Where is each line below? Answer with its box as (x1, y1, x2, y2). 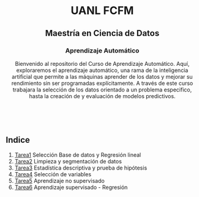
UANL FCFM (70, 4, 134, 18)
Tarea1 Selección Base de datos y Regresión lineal (14, 151, 141, 159)
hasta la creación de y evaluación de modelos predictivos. (29, 92, 176, 99)
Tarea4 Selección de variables (14, 170, 92, 177)
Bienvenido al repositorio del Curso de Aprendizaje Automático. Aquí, (15, 60, 190, 67)
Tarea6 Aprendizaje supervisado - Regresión (14, 184, 128, 191)
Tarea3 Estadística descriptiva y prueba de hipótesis (14, 164, 148, 171)
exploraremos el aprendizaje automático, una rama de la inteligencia (16, 66, 189, 74)
